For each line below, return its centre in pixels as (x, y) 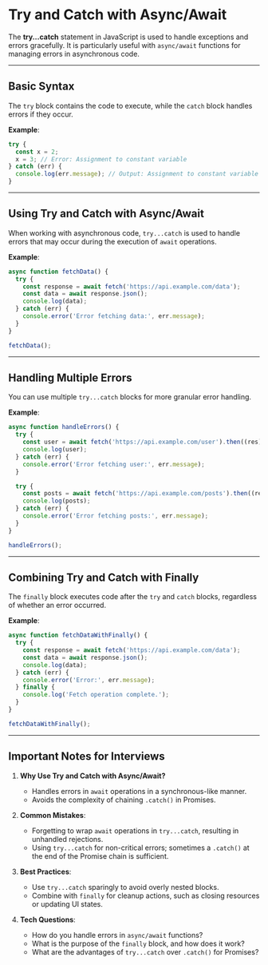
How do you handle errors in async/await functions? (117, 935)
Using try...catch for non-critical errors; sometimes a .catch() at (140, 848)
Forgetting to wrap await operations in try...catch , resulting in (135, 830)
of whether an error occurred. (57, 606)
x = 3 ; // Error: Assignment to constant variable (101, 159)
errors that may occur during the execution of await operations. (112, 241)
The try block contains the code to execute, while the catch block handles (130, 105)
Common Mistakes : (53, 815)
